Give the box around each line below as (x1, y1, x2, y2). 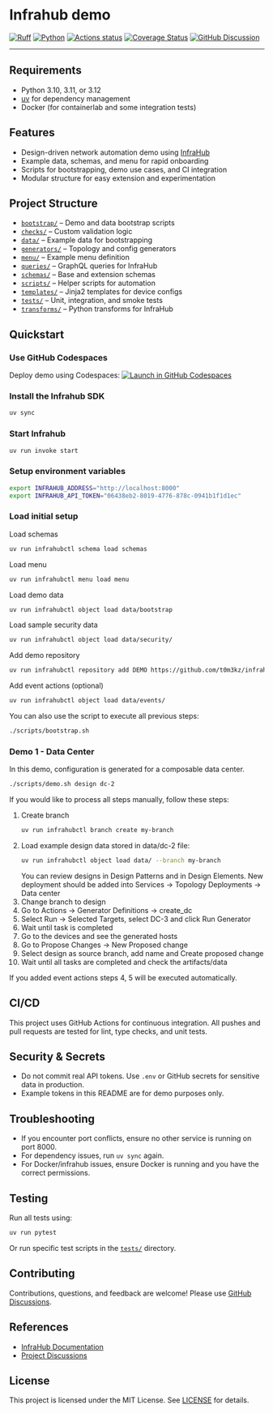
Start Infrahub (9, 428, 66, 439)
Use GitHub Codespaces (9, 352, 108, 363)
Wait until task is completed (20, 922, 113, 933)
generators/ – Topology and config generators (20, 244, 177, 254)
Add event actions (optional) (9, 681, 104, 690)
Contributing (9, 1266, 75, 1281)
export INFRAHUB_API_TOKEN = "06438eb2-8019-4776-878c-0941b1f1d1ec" (9, 492, 242, 500)
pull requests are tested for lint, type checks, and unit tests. (9, 1027, 207, 1036)
